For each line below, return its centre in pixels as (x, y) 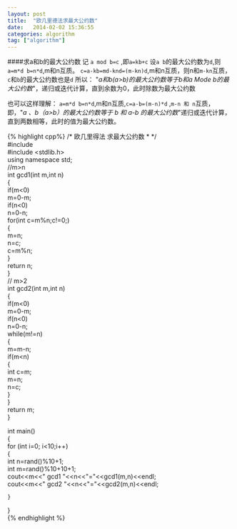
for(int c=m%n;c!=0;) (39, 220)
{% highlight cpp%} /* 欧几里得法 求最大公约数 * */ (82, 137)
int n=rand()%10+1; (36, 461)
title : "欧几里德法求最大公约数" (53, 21)
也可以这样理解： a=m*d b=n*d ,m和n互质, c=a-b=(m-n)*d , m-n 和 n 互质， (111, 103)
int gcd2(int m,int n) (36, 289)
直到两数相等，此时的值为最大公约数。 (64, 121)
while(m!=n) (25, 334)
